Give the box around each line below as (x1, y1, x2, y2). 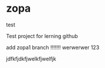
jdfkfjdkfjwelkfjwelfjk (6, 55, 57, 62)
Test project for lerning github (6, 32, 78, 39)
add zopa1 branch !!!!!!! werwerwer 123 (6, 43, 100, 51)
